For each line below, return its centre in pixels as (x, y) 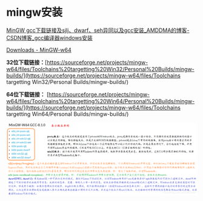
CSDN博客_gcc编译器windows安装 (49, 37)
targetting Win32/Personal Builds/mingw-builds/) (68, 81)
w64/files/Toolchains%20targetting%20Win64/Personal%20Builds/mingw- (101, 101)
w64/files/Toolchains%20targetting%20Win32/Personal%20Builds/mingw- (101, 69)
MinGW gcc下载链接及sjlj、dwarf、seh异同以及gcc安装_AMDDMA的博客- (98, 30)
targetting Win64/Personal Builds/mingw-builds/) (68, 114)
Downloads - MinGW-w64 (39, 49)
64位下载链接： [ (28, 94)
